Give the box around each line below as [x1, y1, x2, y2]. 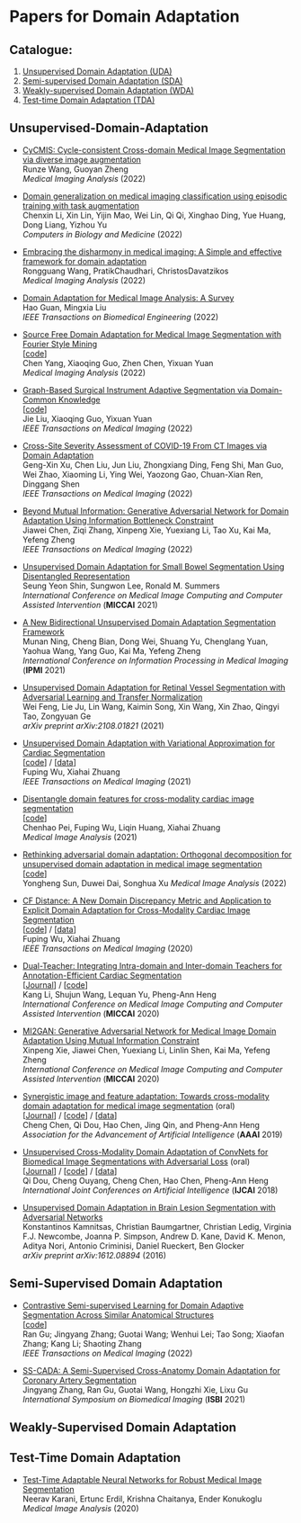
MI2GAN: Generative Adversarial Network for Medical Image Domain [22, 1026, 277, 1036]
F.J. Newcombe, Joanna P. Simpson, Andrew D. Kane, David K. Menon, [22, 1231, 286, 1241]
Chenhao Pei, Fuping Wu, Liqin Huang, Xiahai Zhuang [22, 821, 221, 833]
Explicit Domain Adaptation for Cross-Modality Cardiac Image [22, 904, 251, 915]
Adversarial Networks [22, 1212, 103, 1223]
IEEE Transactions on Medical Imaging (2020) [22, 943, 193, 954]
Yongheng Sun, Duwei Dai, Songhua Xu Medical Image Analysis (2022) [22, 877, 288, 888]
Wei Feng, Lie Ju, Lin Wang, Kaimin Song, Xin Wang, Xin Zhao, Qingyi [22, 701, 280, 712]
